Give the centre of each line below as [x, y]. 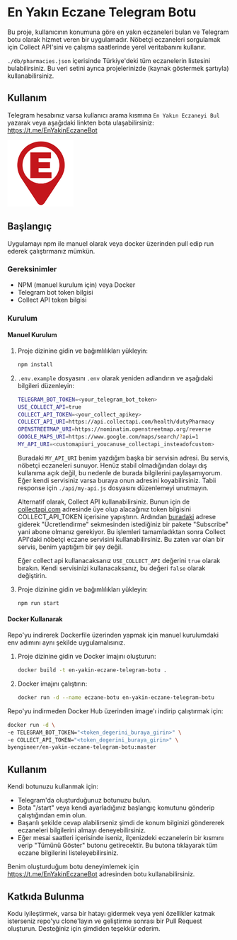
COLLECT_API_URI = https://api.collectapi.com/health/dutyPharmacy [116, 422]
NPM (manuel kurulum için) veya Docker [76, 285]
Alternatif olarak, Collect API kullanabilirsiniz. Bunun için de [103, 502]
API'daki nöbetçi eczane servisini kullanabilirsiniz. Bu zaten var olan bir [121, 539]
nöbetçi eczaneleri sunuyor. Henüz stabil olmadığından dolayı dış [112, 465]
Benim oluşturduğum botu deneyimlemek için [73, 867]
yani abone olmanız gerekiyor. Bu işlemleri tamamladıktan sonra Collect [121, 531]
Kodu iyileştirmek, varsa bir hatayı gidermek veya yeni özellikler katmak [111, 913]
